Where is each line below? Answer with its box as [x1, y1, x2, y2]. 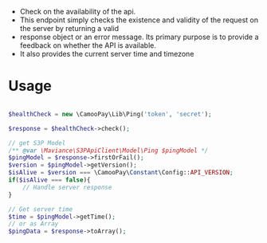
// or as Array [8, 220, 59, 228]
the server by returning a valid [19, 24, 120, 33]
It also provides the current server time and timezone [19, 49, 194, 58]
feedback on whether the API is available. [19, 41, 157, 50]
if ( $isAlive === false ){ [8, 176, 91, 184]
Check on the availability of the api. [19, 7, 136, 16]
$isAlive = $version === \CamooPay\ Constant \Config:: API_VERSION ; [8, 169, 234, 177]
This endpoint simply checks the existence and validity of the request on [19, 15, 259, 25]
